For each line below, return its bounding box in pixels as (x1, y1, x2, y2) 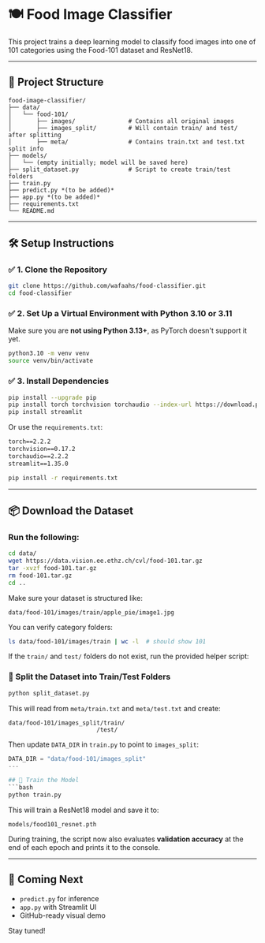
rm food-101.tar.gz (8, 572, 73, 580)
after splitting (8, 131, 62, 139)
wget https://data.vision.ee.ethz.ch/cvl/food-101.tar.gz (8, 557, 203, 565)
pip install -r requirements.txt (8, 474, 118, 482)
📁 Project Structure (8, 76, 104, 89)
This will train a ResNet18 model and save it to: (8, 805, 159, 815)
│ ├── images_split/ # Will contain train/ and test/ (8, 124, 238, 132)
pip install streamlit (8, 408, 83, 416)
